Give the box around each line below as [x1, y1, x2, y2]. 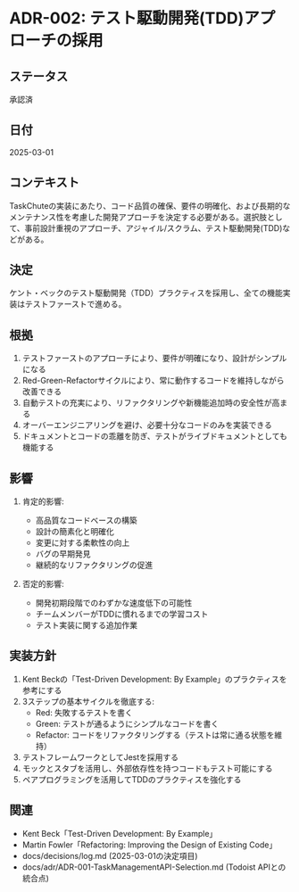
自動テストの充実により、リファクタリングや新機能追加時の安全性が [21, 398, 272, 409]
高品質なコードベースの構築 [35, 515, 137, 526]
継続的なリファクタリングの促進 [35, 559, 154, 571]
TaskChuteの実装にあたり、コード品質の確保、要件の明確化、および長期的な [9, 200, 291, 211]
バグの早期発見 [35, 549, 91, 559]
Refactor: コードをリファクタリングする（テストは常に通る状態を [35, 729, 275, 740]
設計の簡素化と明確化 [35, 526, 114, 537]
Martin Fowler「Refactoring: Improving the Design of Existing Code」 [21, 839, 278, 850]
